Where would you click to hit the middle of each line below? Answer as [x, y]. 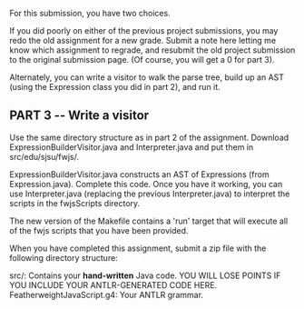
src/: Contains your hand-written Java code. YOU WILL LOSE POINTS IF [145, 275]
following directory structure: [64, 257]
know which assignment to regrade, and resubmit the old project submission [152, 50]
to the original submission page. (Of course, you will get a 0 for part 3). [142, 60]
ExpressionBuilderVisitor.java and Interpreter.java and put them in [132, 147]
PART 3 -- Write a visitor [79, 116]
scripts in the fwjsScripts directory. [75, 203]
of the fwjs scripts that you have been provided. [99, 230]
